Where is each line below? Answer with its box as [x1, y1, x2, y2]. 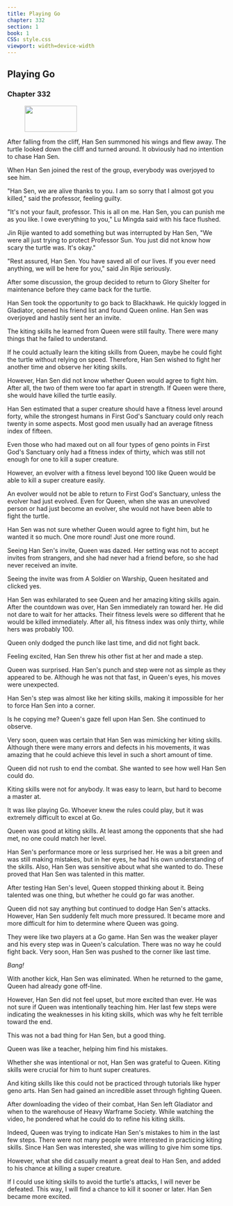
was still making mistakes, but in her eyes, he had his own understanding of [7, 855, 224, 863]
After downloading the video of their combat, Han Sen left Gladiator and [7, 1099, 214, 1108]
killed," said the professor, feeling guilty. [7, 194, 122, 202]
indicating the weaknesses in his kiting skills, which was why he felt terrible [7, 1010, 223, 1018]
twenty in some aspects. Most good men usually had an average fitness [7, 419, 214, 427]
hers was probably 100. [7, 625, 74, 633]
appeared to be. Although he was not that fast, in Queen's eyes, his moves [7, 673, 221, 681]
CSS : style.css [7, 36, 51, 43]
